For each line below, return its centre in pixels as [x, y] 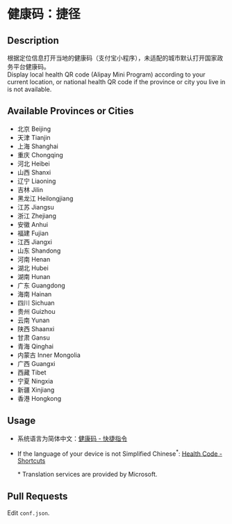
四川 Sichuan [36, 303]
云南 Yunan [33, 320]
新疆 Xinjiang [36, 390]
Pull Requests [38, 496]
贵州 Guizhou [36, 311]
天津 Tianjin [34, 137]
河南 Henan [34, 259]
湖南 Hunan [34, 276]
